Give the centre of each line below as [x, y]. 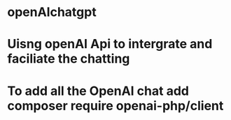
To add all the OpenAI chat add [98, 91]
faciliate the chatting [69, 59]
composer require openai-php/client [115, 106]
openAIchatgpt [52, 12]
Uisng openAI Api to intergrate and [110, 44]
